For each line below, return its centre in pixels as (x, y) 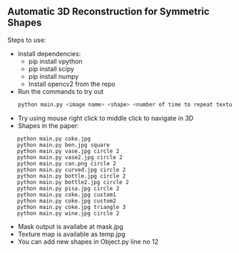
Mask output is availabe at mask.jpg (70, 226)
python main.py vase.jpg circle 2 (68, 151)
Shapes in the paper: (49, 125)
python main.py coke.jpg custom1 (66, 195)
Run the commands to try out (61, 91)
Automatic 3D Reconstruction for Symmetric (108, 12)
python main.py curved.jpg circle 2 (71, 170)
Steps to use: (27, 40)
